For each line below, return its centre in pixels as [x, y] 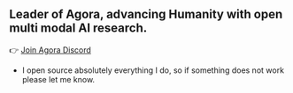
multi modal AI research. [78, 29]
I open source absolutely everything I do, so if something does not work [153, 70]
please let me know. [58, 79]
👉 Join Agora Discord [50, 50]
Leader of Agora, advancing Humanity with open [146, 14]
